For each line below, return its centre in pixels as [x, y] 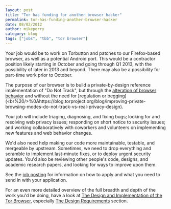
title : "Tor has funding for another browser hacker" [64, 15]
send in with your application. [36, 180]
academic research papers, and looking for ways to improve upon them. [81, 164]
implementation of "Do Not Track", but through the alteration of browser [81, 90]
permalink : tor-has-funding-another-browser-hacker [61, 19]
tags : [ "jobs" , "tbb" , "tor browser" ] [46, 39]
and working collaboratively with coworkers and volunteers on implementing [86, 127]
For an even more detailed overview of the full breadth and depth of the [80, 190]
